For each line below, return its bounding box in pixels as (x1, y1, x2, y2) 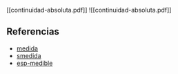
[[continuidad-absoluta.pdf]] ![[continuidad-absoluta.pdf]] (6, 6, 172, 14)
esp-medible (16, 59, 53, 67)
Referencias (6, 26, 60, 37)
